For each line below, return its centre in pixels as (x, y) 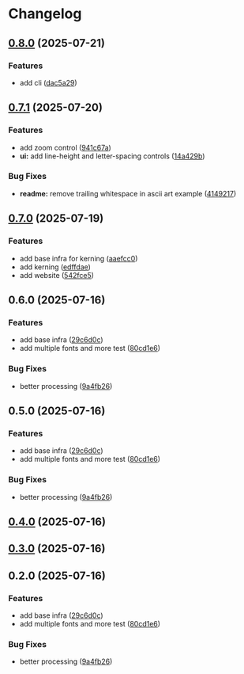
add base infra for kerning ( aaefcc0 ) (79, 258)
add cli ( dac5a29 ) (48, 82)
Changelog (45, 14)
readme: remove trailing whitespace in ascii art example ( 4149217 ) (128, 193)
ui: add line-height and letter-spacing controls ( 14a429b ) (112, 156)
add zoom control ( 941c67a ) (66, 147)
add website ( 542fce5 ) (57, 275)
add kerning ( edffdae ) (55, 267)
